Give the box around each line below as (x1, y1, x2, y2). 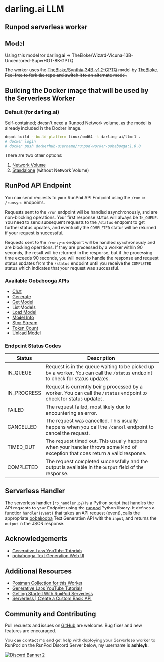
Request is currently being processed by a (45, 383, 143, 390)
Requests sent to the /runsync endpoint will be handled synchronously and (5, 239, 155, 245)
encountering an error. (45, 410, 98, 417)
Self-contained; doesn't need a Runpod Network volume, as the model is (5, 120, 151, 126)
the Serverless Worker (5, 94, 76, 102)
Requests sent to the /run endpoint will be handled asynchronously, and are (5, 209, 158, 215)
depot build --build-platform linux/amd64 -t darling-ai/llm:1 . (5, 134, 141, 140)
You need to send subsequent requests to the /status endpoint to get (5, 219, 145, 225)
